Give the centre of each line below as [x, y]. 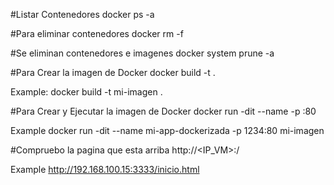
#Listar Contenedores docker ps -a [82, 14]
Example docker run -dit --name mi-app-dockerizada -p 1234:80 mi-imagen [167, 130]
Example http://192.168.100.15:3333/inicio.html [105, 169]
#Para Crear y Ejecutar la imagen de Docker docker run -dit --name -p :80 [163, 111]
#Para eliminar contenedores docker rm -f [97, 33]
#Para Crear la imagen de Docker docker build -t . [113, 72]
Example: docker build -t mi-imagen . [86, 92]
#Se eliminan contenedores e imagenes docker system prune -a [142, 53]
